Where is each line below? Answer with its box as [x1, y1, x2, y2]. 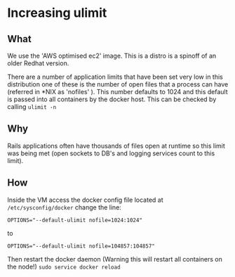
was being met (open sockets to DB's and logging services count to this [7, 149, 215, 157]
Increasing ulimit [7, 5, 107, 21]
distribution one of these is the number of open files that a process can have [7, 80, 229, 89]
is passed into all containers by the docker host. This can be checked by [7, 95, 217, 103]
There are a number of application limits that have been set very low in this [7, 72, 223, 81]
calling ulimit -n [7, 103, 57, 110]
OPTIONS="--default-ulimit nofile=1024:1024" [7, 217, 142, 224]
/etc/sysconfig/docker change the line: [7, 202, 121, 212]
